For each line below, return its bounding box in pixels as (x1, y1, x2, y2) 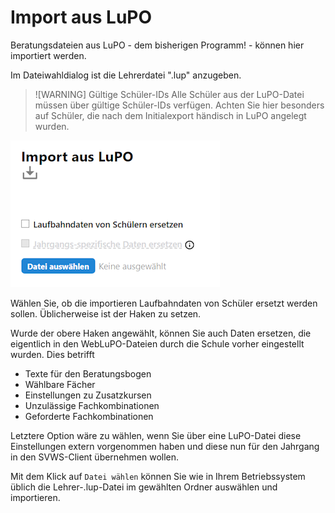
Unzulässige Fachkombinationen (24, 399, 160, 411)
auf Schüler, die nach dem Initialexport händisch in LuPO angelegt (34, 109, 307, 121)
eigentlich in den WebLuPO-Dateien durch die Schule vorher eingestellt (10, 337, 305, 350)
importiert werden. (10, 49, 87, 61)
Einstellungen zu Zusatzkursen (24, 389, 152, 401)
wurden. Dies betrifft (10, 348, 95, 360)
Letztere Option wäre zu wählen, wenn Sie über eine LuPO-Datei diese (10, 429, 302, 441)
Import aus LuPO (10, 6, 153, 29)
